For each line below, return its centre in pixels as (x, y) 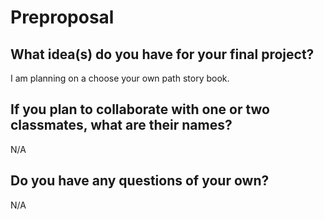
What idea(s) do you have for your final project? (162, 54)
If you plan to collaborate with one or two (140, 109)
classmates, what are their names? (121, 125)
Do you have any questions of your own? (140, 181)
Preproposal (62, 17)
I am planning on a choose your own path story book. (120, 78)
